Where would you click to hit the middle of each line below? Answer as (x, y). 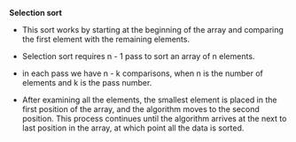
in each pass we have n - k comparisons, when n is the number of (142, 73)
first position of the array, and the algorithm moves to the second (140, 109)
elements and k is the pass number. (87, 82)
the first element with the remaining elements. (106, 39)
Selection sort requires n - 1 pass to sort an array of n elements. (138, 56)
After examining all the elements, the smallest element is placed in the (149, 100)
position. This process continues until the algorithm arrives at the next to (154, 119)
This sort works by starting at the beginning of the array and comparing (152, 30)
